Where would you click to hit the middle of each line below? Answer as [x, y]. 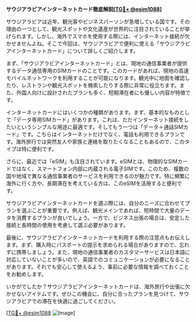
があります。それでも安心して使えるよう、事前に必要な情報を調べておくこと [98, 267]
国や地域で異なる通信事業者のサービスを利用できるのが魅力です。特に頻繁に [98, 176]
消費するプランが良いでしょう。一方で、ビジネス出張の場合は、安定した [103, 218]
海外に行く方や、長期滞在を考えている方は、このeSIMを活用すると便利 [92, 183]
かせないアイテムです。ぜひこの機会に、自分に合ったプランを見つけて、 [93, 294]
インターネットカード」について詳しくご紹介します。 [75, 51]
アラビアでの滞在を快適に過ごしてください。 [65, 301]
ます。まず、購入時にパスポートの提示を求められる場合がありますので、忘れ [98, 245]
